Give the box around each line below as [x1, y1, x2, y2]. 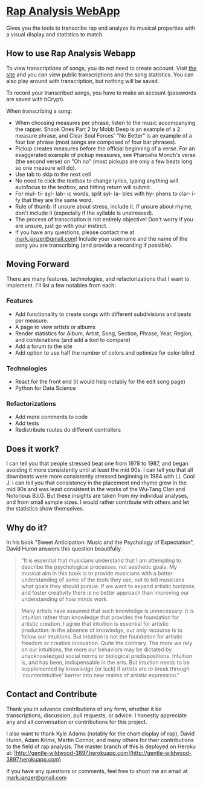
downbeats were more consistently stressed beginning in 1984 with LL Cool [6, 473, 195, 480]
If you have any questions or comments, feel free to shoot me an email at [6, 767, 188, 774]
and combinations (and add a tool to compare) [14, 336, 131, 343]
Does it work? [6, 444, 59, 454]
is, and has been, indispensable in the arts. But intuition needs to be [21, 659, 190, 666]
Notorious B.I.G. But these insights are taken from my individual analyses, [6, 492, 189, 500]
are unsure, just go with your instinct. [14, 222, 108, 229]
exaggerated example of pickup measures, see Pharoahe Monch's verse [14, 151, 196, 158]
